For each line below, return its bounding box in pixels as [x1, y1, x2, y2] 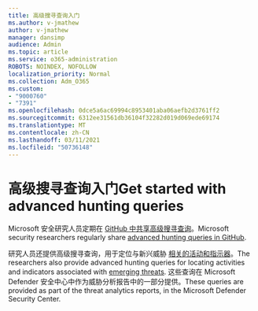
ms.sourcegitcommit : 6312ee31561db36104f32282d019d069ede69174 [8, 114, 220, 122]
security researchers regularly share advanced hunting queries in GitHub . [8, 233, 247, 243]
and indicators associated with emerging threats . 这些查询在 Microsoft [8, 267, 236, 276]
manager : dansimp [8, 33, 65, 42]
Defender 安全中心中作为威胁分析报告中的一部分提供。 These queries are [8, 277, 244, 287]
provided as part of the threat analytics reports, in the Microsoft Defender [8, 286, 246, 295]
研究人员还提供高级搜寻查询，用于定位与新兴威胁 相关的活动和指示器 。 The [8, 249, 250, 258]
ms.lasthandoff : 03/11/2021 [8, 135, 101, 144]
